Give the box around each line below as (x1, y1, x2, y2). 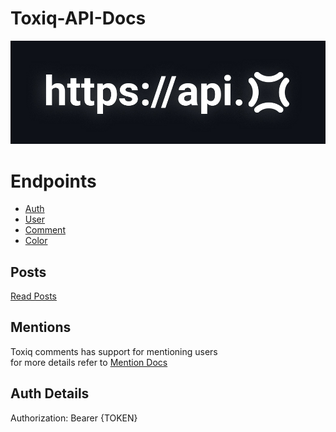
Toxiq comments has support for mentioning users (10, 345, 218, 357)
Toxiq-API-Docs (10, 7, 147, 30)
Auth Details (10, 385, 90, 402)
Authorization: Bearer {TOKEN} (10, 412, 138, 424)
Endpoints (10, 170, 97, 192)
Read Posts (10, 290, 57, 302)
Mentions (10, 319, 72, 336)
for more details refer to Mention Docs (10, 356, 168, 368)
